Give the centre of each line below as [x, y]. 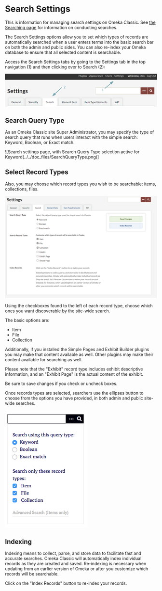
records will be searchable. [32, 574]
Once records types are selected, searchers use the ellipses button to [74, 393]
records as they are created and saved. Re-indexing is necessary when [76, 564]
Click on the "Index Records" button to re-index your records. [66, 583]
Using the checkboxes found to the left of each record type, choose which [79, 306]
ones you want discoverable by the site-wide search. [58, 311]
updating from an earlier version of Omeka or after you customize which [77, 569]
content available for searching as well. [44, 360]
